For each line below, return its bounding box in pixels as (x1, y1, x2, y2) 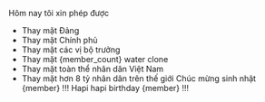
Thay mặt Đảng (21, 25, 80, 35)
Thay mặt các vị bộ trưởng (21, 44, 121, 55)
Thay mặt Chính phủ (21, 35, 98, 45)
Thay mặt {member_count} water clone (21, 54, 169, 64)
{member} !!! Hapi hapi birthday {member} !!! (21, 83, 190, 93)
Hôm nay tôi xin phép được (8, 8, 110, 18)
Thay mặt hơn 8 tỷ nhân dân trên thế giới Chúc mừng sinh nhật (21, 73, 256, 84)
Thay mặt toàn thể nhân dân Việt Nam (21, 63, 164, 74)
